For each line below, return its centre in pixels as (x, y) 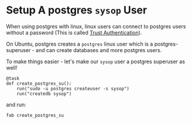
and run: (16, 104)
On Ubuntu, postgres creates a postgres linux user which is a (80, 44)
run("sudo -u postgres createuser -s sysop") (73, 88)
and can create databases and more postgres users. (99, 50)
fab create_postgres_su (35, 115)
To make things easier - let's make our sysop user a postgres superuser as (96, 61)
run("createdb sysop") (44, 94)
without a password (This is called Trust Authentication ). (74, 32)
